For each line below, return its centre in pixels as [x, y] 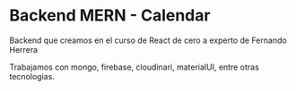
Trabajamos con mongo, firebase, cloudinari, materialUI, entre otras [135, 67]
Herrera [24, 49]
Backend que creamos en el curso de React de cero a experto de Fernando [148, 40]
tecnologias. [32, 76]
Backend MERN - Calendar [110, 16]
